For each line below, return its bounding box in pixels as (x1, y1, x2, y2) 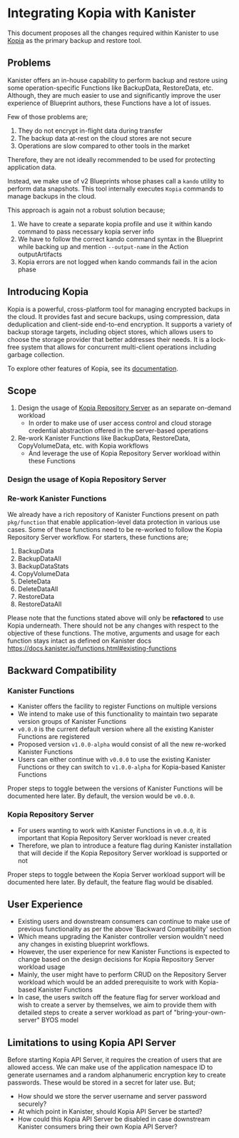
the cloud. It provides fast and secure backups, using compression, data (7, 312, 220, 321)
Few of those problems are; (7, 112, 88, 121)
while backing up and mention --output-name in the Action (17, 242, 189, 251)
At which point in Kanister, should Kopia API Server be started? (17, 1107, 203, 1116)
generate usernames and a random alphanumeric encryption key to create (7, 1071, 226, 1079)
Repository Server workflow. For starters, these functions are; (7, 533, 189, 541)
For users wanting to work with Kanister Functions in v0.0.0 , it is (17, 826, 207, 835)
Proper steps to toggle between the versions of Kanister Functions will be (7, 784, 223, 793)
